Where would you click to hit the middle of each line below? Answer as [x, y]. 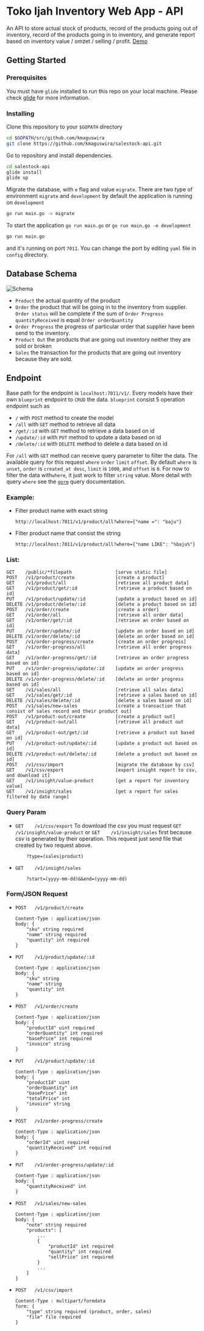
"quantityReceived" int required [69, 1148]
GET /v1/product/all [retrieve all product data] [98, 583]
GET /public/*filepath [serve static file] [87, 573]
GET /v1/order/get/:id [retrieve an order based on [98, 621]
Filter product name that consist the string [68, 533]
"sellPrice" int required [81, 1257]
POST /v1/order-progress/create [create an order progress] [97, 642]
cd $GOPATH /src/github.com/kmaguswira [55, 138]
